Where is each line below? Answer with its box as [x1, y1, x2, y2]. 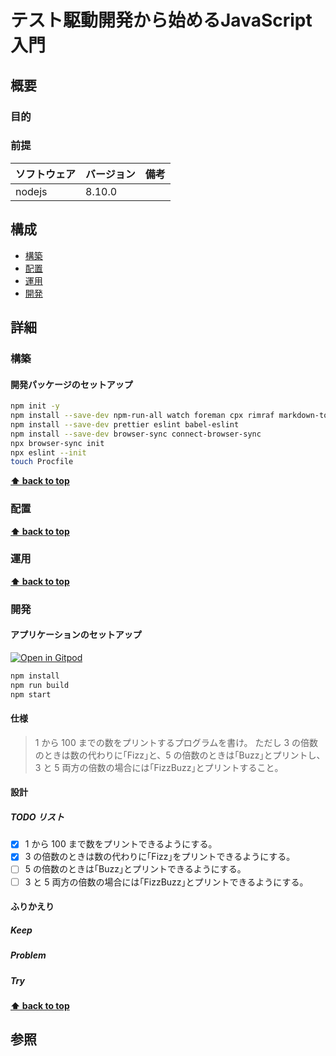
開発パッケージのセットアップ [10, 378, 133, 390]
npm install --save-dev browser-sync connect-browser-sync [10, 429, 262, 439]
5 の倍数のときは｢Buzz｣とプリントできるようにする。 [24, 863, 247, 875]
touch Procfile [10, 457, 74, 467]
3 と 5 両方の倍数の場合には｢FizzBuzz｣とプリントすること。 [34, 761, 284, 773]
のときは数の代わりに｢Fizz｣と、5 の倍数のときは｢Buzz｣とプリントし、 [34, 749, 326, 761]
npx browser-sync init [10, 438, 105, 448]
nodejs [15, 184, 48, 198]
